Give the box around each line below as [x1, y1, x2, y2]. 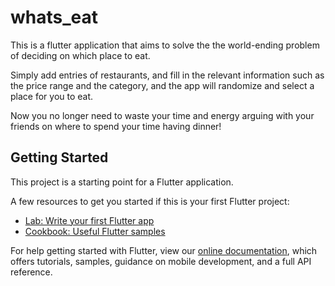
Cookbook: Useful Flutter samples [24, 225, 166, 237]
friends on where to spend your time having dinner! [10, 120, 222, 132]
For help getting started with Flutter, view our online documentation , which [10, 244, 318, 256]
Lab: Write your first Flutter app [24, 214, 155, 226]
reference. [10, 266, 53, 278]
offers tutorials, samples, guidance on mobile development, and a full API [10, 255, 312, 267]
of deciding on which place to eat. [10, 49, 151, 61]
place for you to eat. [10, 90, 94, 102]
